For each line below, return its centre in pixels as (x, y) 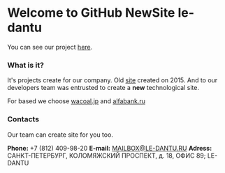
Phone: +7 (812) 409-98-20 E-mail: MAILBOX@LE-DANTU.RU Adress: (110, 148)
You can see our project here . (50, 47)
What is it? (26, 65)
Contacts (23, 119)
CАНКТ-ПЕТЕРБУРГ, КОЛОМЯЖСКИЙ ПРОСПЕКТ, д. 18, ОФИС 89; (107, 156)
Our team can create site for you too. (60, 135)
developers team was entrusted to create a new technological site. (103, 88)
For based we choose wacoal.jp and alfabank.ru (76, 101)
